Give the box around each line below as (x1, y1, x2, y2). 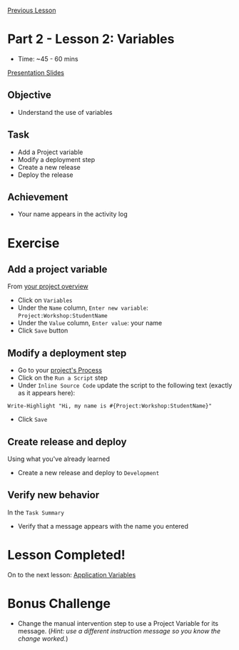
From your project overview (7, 282, 89, 291)
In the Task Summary (7, 508, 64, 517)
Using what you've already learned (7, 455, 111, 463)
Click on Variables (17, 296, 73, 305)
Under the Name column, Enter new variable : (17, 303, 148, 313)
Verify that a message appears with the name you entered (17, 522, 189, 530)
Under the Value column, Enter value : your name (17, 319, 163, 327)
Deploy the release (17, 171, 73, 179)
